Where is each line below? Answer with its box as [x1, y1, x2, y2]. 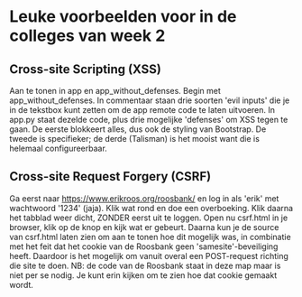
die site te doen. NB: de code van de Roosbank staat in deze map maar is [9, 260, 281, 271]
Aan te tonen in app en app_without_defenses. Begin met [9, 86, 221, 96]
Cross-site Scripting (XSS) [9, 61, 162, 77]
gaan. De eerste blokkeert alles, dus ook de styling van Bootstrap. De [9, 124, 267, 135]
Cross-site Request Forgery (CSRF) [9, 169, 212, 184]
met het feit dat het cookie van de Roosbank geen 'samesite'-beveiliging [9, 241, 279, 252]
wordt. [9, 279, 34, 290]
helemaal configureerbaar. [9, 143, 108, 153]
